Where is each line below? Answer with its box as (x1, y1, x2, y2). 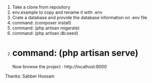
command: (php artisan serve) (12, 48, 138, 58)
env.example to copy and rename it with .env (12, 9, 103, 15)
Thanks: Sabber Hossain (5, 73, 55, 79)
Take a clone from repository (12, 4, 71, 10)
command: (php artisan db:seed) (12, 30, 79, 36)
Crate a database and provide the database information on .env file (12, 15, 148, 20)
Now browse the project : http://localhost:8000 (12, 63, 107, 69)
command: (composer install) (12, 20, 72, 26)
